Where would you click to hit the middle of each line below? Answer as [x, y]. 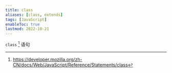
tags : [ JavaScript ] [26, 19]
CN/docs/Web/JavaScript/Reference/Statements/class [70, 65]
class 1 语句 [18, 44]
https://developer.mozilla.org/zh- [48, 59]
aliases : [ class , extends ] [34, 15]
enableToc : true [23, 24]
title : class [19, 10]
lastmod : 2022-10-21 [27, 29]
